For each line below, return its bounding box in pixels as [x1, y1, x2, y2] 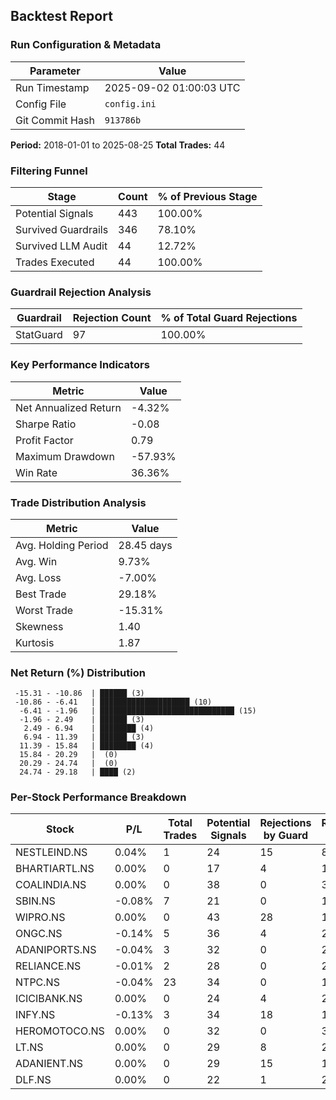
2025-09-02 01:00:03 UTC [104, 80, 241, 94]
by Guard [263, 829, 309, 843]
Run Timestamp [15, 80, 90, 94]
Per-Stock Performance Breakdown [10, 790, 187, 804]
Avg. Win [15, 554, 58, 568]
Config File [15, 97, 67, 111]
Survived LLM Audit [15, 239, 108, 253]
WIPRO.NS [15, 910, 66, 924]
